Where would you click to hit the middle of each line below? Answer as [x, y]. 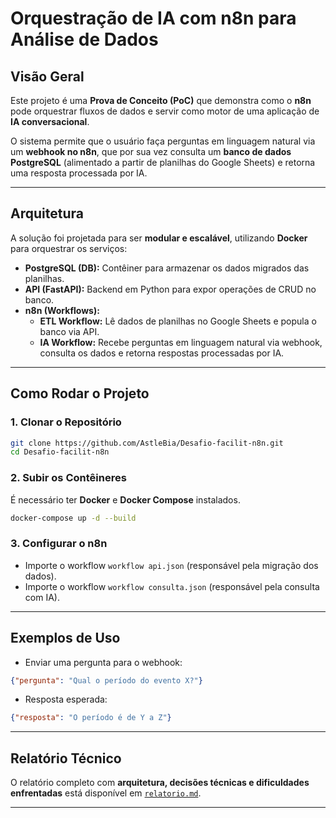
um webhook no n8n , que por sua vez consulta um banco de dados [151, 151]
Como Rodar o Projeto [80, 393]
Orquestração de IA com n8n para [153, 18]
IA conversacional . [50, 121]
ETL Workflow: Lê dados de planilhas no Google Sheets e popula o [178, 321]
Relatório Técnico [66, 758]
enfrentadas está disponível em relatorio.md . [106, 793]
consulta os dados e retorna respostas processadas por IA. [162, 353]
